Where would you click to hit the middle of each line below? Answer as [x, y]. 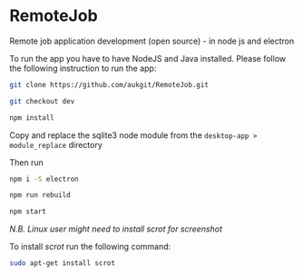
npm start [28, 212]
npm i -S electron [44, 179]
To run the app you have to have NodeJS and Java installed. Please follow [148, 58]
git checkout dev [42, 101]
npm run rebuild [40, 195]
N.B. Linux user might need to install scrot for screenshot [116, 229]
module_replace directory [56, 144]
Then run [26, 162]
